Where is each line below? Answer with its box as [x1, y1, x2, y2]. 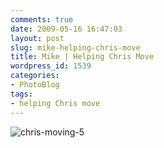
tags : [10, 89, 33, 99]
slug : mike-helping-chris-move [10, 42, 141, 53]
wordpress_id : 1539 [10, 61, 92, 71]
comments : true [10, 14, 74, 25]
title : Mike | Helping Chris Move [10, 52, 155, 62]
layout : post [10, 33, 65, 43]
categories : [10, 71, 60, 81]
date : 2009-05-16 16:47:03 [10, 24, 123, 34]
